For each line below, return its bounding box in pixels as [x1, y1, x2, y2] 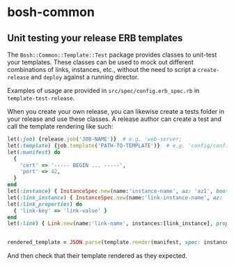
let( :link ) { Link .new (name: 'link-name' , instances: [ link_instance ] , [7, 220, 214, 227]
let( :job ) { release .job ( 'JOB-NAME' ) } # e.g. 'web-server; [7, 136, 182, 143]
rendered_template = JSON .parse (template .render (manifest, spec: [7, 239, 201, 246]
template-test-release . [7, 94, 75, 102]
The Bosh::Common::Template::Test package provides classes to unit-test [7, 50, 217, 59]
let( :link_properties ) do [7, 201, 82, 208]
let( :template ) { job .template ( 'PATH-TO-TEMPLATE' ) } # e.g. [7, 142, 186, 149]
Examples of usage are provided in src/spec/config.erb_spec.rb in [7, 87, 200, 94]
